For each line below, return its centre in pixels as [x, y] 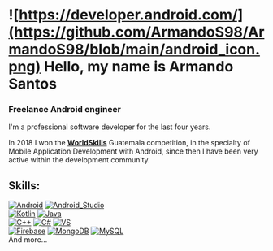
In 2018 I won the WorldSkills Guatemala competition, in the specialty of [129, 143]
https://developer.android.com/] [131, 15]
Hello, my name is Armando [139, 67]
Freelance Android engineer [65, 110]
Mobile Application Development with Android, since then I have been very [133, 151]
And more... [28, 240]
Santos [32, 84]
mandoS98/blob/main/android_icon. [134, 50]
